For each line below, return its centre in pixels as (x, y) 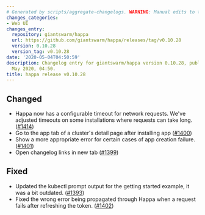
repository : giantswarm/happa (50, 35)
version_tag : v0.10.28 (41, 52)
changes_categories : (33, 18)
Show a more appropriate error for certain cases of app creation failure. (105, 139)
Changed (24, 99)
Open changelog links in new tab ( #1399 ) (67, 152)
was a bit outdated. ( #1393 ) (50, 192)
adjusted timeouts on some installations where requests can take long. (104, 120)
